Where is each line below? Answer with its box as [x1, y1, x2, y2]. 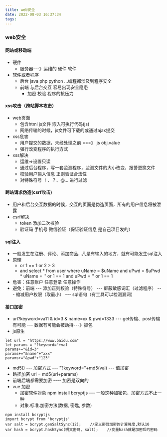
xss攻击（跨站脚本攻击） [5, 103, 56, 109]
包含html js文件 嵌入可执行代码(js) [19, 121, 90, 127]
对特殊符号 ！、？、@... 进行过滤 [19, 177, 87, 183]
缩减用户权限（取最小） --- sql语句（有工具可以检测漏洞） [15, 291, 136, 297]
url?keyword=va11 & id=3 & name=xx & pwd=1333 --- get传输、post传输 [12, 316, 161, 322]
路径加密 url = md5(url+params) [12, 371, 78, 377]
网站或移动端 [5, 47, 31, 53]
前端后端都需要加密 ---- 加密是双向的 [12, 377, 89, 384]
